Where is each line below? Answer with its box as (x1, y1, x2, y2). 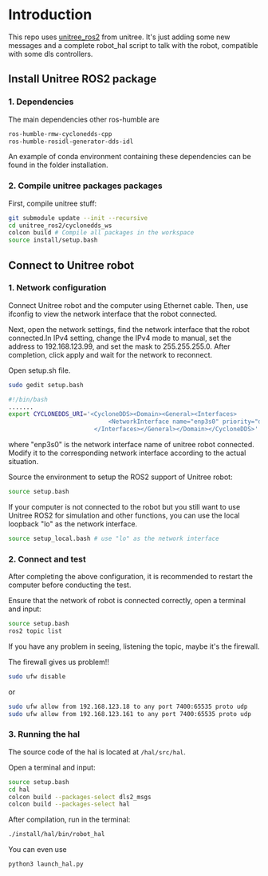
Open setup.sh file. (8, 366, 71, 375)
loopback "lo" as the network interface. (8, 518, 138, 529)
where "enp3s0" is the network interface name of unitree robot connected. (8, 440, 255, 450)
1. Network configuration (8, 282, 107, 294)
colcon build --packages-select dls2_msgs (8, 793, 152, 801)
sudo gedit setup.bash (8, 381, 84, 389)
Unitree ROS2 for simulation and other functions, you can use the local (8, 510, 240, 520)
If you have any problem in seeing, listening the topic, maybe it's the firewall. (8, 642, 260, 651)
